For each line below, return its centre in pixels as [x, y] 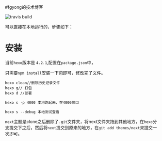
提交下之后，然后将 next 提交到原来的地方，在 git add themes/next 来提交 [81, 127]
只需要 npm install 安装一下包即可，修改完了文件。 [55, 73]
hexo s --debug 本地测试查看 [32, 112]
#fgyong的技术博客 [24, 7]
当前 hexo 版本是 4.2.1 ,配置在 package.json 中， [50, 63]
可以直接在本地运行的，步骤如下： [39, 27]
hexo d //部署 [19, 93]
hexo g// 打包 [19, 88]
